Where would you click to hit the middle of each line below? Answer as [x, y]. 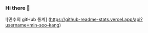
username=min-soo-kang [33, 25]
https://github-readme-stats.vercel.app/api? [96, 19]
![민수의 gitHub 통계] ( [28, 19]
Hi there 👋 [18, 8]
